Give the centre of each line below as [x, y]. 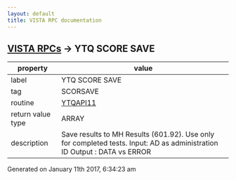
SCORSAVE [80, 92]
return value [31, 114]
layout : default [31, 14]
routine [22, 103]
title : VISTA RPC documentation [54, 20]
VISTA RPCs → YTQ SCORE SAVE [81, 49]
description [29, 143]
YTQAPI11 [79, 103]
